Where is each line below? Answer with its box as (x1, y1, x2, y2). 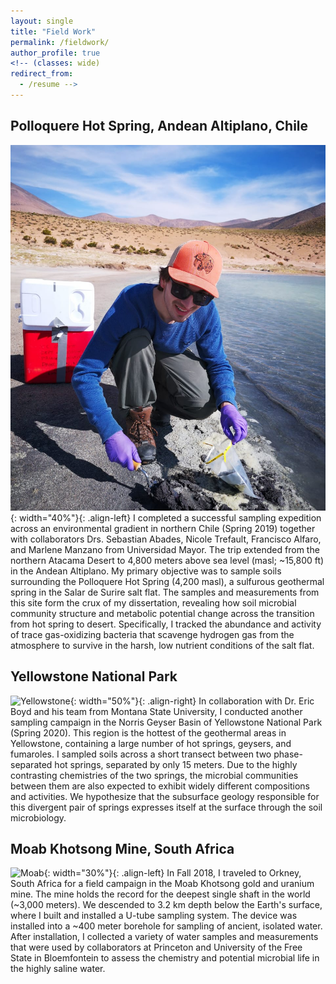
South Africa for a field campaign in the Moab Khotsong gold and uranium (10, 878, 315, 890)
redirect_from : (10, 69, 74, 79)
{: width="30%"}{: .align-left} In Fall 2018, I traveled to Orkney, (43, 867, 302, 879)
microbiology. (10, 811, 67, 824)
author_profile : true (10, 48, 101, 58)
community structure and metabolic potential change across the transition (10, 607, 315, 619)
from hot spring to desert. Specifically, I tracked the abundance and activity (10, 618, 322, 630)
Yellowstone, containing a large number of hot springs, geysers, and (10, 737, 292, 749)
